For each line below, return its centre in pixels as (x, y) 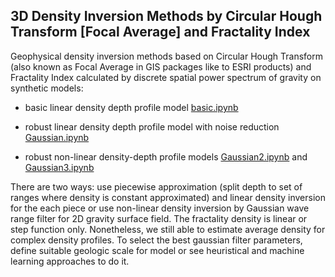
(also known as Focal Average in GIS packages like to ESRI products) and (161, 66)
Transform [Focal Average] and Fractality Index (160, 32)
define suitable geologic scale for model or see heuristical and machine (157, 250)
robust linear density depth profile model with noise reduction (152, 126)
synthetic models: (47, 88)
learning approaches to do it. (70, 261)
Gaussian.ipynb (57, 137)
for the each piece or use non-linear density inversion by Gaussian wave (160, 208)
